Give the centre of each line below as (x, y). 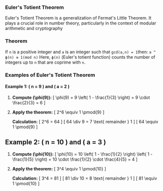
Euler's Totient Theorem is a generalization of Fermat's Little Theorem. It (78, 18)
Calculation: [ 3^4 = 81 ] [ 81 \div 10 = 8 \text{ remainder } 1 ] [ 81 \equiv (84, 178)
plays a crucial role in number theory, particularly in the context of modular (81, 23)
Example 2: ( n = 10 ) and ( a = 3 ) (56, 142)
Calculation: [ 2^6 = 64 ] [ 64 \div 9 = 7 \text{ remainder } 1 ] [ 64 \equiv (85, 121)
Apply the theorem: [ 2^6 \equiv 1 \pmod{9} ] (58, 112)
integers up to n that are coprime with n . (45, 62)
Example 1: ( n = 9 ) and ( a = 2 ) (37, 87)
